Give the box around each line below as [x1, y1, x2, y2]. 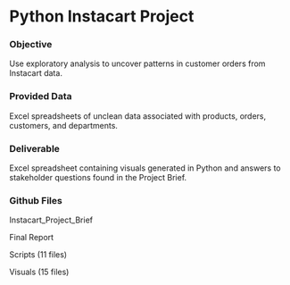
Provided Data [9, 90, 72, 103]
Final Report [9, 232, 54, 243]
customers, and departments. [9, 120, 119, 130]
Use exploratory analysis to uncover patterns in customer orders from [9, 58, 266, 69]
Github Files [9, 195, 62, 206]
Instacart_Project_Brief [9, 214, 94, 225]
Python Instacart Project [9, 6, 195, 27]
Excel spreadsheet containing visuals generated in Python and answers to [9, 163, 281, 173]
